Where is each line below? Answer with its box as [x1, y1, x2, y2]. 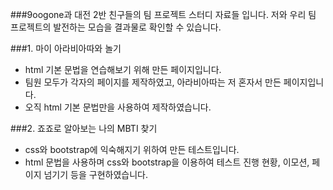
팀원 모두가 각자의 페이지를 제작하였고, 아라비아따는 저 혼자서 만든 [24, 76, 282, 88]
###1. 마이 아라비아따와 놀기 [10, 43, 122, 54]
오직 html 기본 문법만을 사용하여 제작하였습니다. [24, 101, 212, 113]
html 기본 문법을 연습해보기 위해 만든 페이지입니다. [24, 64, 222, 75]
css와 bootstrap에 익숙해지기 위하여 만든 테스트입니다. [24, 144, 240, 155]
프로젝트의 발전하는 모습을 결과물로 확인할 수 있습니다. [10, 21, 222, 33]
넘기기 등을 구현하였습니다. [43, 169, 148, 180]
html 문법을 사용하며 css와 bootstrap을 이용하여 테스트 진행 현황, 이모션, [24, 156, 310, 168]
